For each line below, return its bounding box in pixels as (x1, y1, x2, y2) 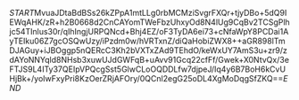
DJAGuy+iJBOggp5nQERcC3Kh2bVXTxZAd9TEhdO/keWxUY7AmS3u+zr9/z (9, 45, 288, 56)
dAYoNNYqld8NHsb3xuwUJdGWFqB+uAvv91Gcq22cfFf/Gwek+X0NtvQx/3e (9, 55, 290, 65)
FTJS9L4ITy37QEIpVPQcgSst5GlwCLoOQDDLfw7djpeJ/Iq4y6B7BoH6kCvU (9, 64, 287, 74)
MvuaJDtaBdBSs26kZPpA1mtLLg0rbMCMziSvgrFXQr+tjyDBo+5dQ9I (34, 8, 287, 18)
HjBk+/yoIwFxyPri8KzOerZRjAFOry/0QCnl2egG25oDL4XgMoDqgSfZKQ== (9, 73, 284, 83)
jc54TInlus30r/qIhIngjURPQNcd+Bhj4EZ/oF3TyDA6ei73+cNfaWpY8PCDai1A (9, 27, 289, 36)
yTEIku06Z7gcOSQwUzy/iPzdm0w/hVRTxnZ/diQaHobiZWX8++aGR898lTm (9, 35, 286, 46)
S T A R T (9, 8, 35, 18)
